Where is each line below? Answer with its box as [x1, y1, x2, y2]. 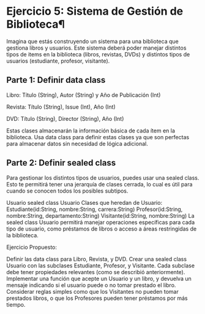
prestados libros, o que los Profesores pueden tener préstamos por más [6, 294, 188, 302]
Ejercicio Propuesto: [6, 243, 57, 251]
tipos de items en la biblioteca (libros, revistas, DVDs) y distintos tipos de [6, 50, 190, 58]
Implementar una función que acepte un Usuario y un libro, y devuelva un [6, 275, 192, 282]
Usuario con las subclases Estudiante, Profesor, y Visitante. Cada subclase [6, 262, 195, 269]
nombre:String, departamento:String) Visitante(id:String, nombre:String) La [6, 212, 195, 219]
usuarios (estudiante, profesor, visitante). [6, 57, 110, 64]
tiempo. [6, 301, 26, 308]
